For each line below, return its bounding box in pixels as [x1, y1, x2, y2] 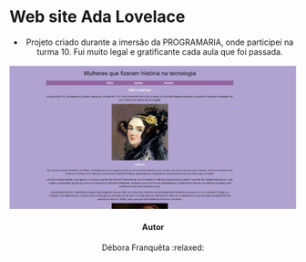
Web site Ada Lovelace [9, 6, 186, 27]
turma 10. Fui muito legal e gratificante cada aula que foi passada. [36, 46, 283, 57]
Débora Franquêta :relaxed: [101, 242, 205, 253]
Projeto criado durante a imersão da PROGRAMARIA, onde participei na [25, 37, 294, 47]
